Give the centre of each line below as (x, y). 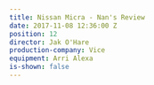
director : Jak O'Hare (49, 42)
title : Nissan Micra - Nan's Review (77, 17)
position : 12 (33, 34)
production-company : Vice (57, 50)
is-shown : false (39, 67)
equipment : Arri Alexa (51, 58)
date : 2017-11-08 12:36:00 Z (63, 26)
